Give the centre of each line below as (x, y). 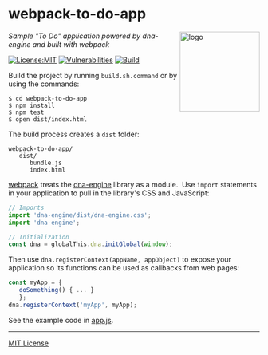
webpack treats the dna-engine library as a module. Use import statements (133, 184)
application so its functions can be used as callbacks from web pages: (124, 268)
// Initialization (39, 237)
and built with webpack (71, 44)
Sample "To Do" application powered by (75, 36)
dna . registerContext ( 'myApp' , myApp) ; (73, 305)
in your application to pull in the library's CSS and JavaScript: (109, 193)
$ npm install (32, 105)
